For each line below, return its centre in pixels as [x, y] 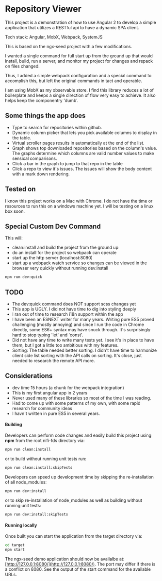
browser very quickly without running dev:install [60, 268]
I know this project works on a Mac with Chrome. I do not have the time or [79, 201]
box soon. [15, 211]
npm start [15, 549]
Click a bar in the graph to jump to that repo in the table [67, 163]
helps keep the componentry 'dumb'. [42, 100]
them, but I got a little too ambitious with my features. [65, 345]
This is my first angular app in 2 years [50, 393]
